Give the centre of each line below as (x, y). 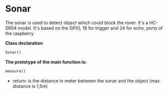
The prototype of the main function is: (46, 62)
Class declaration (24, 43)
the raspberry (19, 33)
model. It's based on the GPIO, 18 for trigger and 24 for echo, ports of (90, 28)
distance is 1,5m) (30, 86)
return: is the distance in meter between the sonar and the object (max (86, 80)
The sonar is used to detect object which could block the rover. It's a (77, 23)
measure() (16, 71)
